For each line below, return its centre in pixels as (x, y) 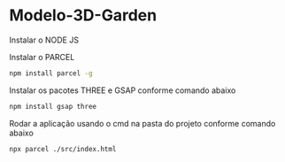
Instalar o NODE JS (44, 40)
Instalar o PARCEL (42, 57)
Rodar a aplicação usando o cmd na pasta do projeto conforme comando (142, 123)
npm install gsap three (53, 106)
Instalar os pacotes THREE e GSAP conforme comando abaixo (123, 90)
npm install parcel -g (51, 73)
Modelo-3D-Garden (83, 15)
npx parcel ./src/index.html (63, 149)
